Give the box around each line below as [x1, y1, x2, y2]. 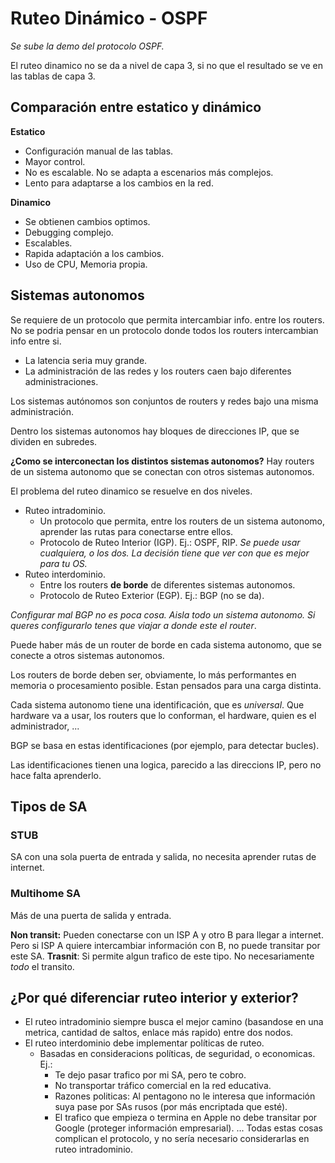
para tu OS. [39, 557, 88, 569]
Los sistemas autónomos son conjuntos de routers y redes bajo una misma [10, 395, 319, 407]
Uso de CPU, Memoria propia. [24, 258, 148, 270]
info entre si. [10, 335, 62, 347]
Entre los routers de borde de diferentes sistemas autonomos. [39, 578, 296, 591]
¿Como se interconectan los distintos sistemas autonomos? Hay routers [10, 455, 315, 467]
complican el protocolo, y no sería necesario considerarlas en [54, 1133, 310, 1145]
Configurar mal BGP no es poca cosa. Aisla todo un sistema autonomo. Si [10, 608, 316, 621]
